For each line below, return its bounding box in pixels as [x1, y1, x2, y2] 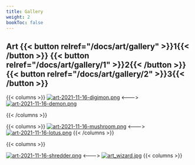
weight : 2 [6, 14, 31, 20]
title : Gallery [6, 8, 44, 15]
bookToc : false [6, 19, 44, 25]
